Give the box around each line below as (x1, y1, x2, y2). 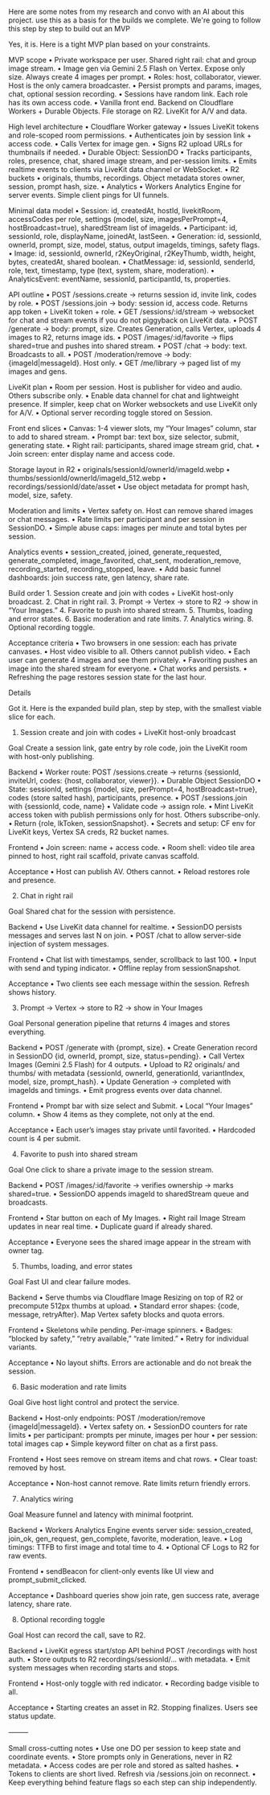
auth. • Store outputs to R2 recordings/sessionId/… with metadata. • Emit (8, 1654, 251, 1664)
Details (8, 688, 31, 697)
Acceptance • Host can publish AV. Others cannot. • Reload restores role (8, 867, 251, 876)
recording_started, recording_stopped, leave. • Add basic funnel (8, 565, 221, 573)
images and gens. (8, 367, 67, 376)
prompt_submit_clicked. (8, 1575, 87, 1584)
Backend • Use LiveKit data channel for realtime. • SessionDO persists (8, 922, 243, 931)
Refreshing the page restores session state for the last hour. (8, 672, 207, 682)
